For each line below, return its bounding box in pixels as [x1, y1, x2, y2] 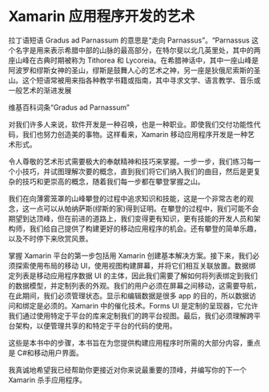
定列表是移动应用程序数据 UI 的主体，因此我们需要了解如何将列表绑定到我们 [8, 270, 259, 281]
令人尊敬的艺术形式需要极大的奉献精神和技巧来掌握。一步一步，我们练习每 [8, 156, 254, 166]
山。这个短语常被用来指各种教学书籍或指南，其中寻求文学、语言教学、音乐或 [8, 75, 261, 85]
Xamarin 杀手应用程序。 [8, 374, 86, 385]
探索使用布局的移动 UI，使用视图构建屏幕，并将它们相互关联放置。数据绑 [14, 261, 256, 270]
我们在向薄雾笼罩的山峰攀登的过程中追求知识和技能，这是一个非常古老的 [8, 193, 247, 203]
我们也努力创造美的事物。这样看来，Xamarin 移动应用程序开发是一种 [22, 129, 248, 139]
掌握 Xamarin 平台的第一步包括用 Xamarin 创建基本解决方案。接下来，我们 [8, 250, 253, 261]
